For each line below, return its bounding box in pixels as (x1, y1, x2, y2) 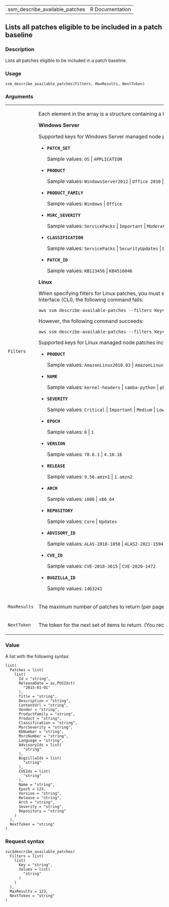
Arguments (5, 93, 34, 100)
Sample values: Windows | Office (47, 200, 122, 207)
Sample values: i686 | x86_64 (47, 496, 115, 503)
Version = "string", (18, 791, 62, 796)
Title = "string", (18, 694, 57, 699)
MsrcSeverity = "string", (18, 725, 73, 730)
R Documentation (90, 6, 131, 13)
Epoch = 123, (18, 786, 46, 792)
